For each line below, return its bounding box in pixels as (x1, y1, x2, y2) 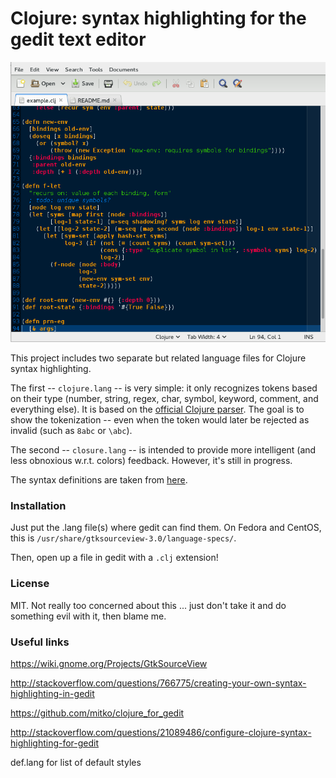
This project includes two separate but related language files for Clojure (10, 352, 307, 364)
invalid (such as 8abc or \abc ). (10, 425, 133, 437)
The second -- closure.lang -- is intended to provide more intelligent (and (10, 444, 317, 456)
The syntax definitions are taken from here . (10, 474, 188, 486)
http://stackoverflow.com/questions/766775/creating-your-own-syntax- (10, 677, 307, 689)
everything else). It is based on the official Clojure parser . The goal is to (10, 403, 305, 416)
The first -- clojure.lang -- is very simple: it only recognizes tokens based (10, 382, 318, 394)
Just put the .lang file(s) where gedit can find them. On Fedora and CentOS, (10, 522, 322, 534)
